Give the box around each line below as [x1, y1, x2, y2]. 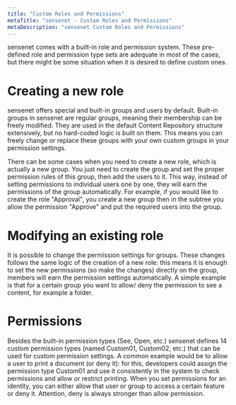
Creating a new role [7, 83, 124, 99]
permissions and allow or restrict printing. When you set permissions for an [7, 375, 226, 383]
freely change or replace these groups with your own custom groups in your [7, 136, 230, 145]
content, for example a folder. [7, 288, 93, 297]
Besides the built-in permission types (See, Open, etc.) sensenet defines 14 [7, 337, 228, 346]
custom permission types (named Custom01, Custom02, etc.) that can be [7, 344, 221, 353]
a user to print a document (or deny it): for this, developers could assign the [7, 359, 228, 368]
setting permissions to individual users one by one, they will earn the [7, 180, 207, 188]
